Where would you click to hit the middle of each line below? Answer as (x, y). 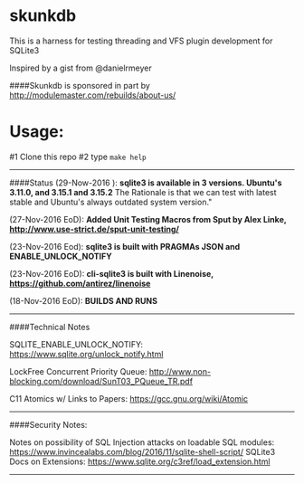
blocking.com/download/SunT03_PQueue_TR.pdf (101, 381)
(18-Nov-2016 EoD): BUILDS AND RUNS (84, 300)
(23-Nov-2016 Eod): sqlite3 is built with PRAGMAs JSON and (125, 246)
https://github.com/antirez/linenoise (80, 283)
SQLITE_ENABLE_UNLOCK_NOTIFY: (76, 344)
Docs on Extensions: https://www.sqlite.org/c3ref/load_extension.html (140, 461)
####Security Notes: (48, 424)
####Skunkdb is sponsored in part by (80, 85)
